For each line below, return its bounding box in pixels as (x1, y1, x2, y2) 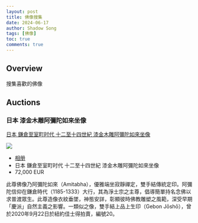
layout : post (6, 8, 38, 15)
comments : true (6, 42, 44, 48)
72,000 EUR (14, 169, 44, 176)
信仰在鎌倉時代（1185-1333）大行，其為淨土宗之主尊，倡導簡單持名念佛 (11, 188, 186, 195)
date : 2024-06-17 (6, 20, 49, 25)
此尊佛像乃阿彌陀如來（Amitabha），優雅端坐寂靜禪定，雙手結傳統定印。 (6, 181, 182, 188)
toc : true (6, 36, 31, 42)
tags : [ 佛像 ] (6, 31, 37, 37)
